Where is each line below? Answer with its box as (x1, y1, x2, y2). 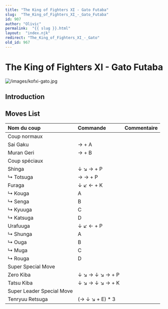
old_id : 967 (5, 40, 30, 45)
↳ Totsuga (8, 173, 34, 180)
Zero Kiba (8, 271, 31, 278)
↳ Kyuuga (8, 206, 32, 213)
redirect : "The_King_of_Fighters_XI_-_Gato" (5, 36, 100, 41)
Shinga (8, 165, 24, 172)
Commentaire (124, 124, 158, 131)
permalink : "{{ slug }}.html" (5, 26, 71, 31)
